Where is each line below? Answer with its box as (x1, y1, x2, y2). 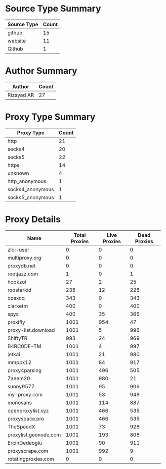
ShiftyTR (7, 335, 28, 342)
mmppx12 (7, 359, 32, 365)
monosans (7, 399, 32, 406)
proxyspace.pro (7, 415, 44, 422)
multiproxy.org (7, 254, 41, 261)
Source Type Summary (5, 3, 101, 14)
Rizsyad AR (7, 91, 34, 98)
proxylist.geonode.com (7, 431, 61, 438)
